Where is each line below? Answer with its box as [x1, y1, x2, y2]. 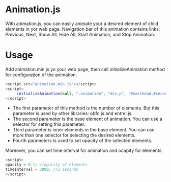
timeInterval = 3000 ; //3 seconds [5, 167, 79, 172]
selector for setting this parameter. [12, 121, 85, 127]
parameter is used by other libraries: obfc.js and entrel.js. [12, 110, 133, 117]
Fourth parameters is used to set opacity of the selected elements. [12, 138, 153, 144]
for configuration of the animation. [5, 72, 77, 78]
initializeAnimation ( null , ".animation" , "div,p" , [16, 91, 126, 96]
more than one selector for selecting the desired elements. [12, 132, 136, 139]
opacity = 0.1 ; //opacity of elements [5, 162, 88, 167]
